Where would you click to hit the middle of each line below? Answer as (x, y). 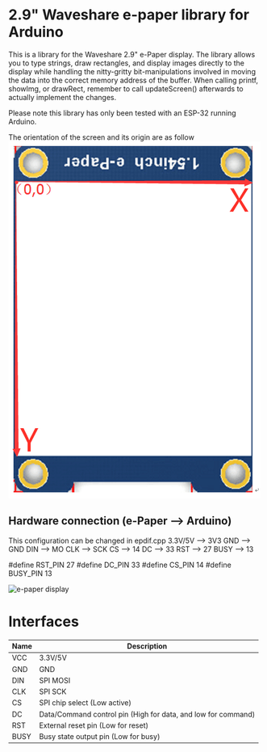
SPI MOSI (55, 680)
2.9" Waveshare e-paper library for (129, 15)
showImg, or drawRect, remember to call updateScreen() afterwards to (126, 88)
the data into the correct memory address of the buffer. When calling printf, (133, 80)
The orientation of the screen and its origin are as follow (102, 137)
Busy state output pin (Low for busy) (100, 737)
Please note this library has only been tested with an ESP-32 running (122, 113)
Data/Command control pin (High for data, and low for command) (147, 714)
